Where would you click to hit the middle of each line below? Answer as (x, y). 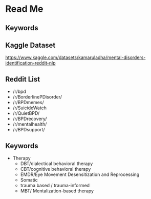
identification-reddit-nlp (30, 63)
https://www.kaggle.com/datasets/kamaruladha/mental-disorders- (75, 57)
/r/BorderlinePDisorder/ (37, 97)
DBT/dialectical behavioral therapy (57, 164)
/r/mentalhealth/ (30, 124)
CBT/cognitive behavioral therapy (56, 169)
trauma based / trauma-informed (55, 186)
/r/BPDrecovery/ (30, 119)
